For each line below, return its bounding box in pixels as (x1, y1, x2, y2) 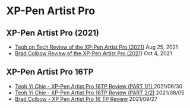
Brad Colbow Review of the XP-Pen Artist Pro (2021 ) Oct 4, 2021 (14, 50, 172, 57)
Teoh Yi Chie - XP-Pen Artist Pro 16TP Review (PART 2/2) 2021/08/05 (14, 89, 185, 96)
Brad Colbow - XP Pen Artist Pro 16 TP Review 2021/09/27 (14, 95, 158, 102)
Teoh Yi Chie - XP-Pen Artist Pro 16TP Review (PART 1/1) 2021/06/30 (14, 82, 183, 90)
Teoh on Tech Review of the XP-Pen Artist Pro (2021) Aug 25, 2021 (14, 43, 178, 50)
